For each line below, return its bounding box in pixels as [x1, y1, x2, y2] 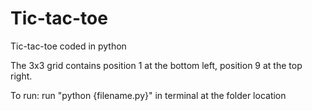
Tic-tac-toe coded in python [10, 40, 127, 52]
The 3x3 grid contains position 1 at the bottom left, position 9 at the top [10, 59, 303, 71]
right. [10, 70, 33, 82]
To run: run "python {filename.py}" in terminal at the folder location [10, 89, 287, 101]
